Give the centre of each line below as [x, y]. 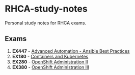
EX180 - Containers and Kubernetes [50, 56]
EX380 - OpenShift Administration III [51, 67]
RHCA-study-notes [46, 9]
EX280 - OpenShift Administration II [50, 62]
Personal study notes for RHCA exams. [46, 23]
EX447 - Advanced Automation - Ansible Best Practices [71, 51]
